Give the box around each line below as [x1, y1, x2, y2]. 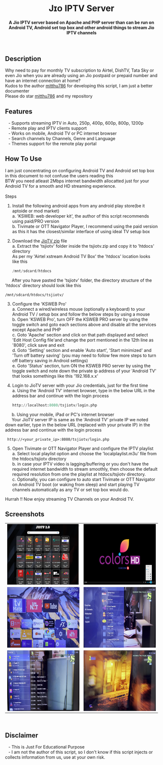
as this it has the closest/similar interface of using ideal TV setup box [12, 228, 150, 234]
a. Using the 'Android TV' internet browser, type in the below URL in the [12, 387, 155, 393]
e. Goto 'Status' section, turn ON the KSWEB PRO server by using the [12, 363, 151, 368]
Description [5, 54, 41, 63]
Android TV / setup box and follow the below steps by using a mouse [12, 311, 150, 317]
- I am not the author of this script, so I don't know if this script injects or [8, 749, 153, 755]
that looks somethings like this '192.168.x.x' [12, 373, 98, 379]
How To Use [5, 155, 42, 163]
